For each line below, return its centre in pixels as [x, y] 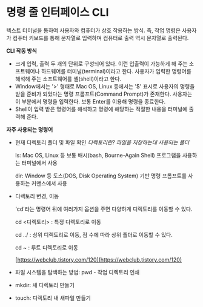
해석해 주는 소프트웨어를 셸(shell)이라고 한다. [68, 79]
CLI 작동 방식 [22, 51]
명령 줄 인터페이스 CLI [58, 12]
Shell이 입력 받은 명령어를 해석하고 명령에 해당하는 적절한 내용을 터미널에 [101, 109]
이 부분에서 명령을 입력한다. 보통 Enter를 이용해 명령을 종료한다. [90, 101]
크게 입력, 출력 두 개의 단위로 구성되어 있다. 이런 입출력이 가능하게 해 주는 [101, 64]
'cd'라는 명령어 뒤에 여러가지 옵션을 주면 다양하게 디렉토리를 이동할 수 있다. [104, 209]
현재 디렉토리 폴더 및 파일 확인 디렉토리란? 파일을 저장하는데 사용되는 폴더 [102, 142]
